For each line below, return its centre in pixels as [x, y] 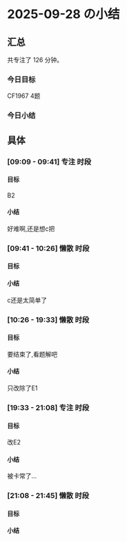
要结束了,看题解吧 [32, 354]
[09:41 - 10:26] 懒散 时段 [48, 248]
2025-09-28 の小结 [63, 14]
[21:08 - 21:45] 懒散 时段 [48, 496]
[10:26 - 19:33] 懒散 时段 [48, 319]
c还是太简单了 [27, 300]
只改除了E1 [22, 388]
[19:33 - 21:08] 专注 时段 [48, 407]
